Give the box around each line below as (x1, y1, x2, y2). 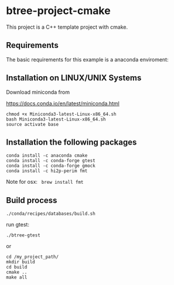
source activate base (6, 121, 59, 127)
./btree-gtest (6, 232, 41, 238)
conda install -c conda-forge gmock (6, 163, 95, 169)
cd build (6, 265, 28, 270)
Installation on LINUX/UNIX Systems (6, 73, 142, 83)
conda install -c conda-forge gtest (6, 158, 95, 164)
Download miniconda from (6, 88, 70, 95)
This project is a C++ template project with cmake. (6, 23, 128, 30)
